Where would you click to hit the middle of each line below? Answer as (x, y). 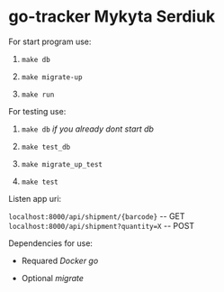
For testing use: (37, 111)
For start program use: (50, 41)
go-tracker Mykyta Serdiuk (112, 17)
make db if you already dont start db (88, 129)
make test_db (46, 147)
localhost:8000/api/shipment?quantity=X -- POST (102, 225)
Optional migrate (53, 278)
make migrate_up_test (62, 164)
